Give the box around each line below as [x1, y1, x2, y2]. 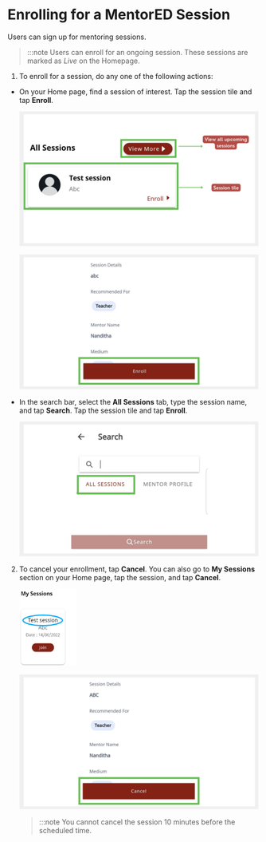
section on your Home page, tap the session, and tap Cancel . [18, 573, 221, 583]
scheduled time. [38, 826, 92, 836]
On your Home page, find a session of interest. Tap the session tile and [18, 86, 252, 97]
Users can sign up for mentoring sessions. [7, 32, 147, 42]
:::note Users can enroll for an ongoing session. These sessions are [26, 47, 248, 57]
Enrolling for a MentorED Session [7, 6, 231, 24]
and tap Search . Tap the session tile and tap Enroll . [18, 405, 188, 416]
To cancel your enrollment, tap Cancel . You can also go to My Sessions [18, 564, 256, 574]
